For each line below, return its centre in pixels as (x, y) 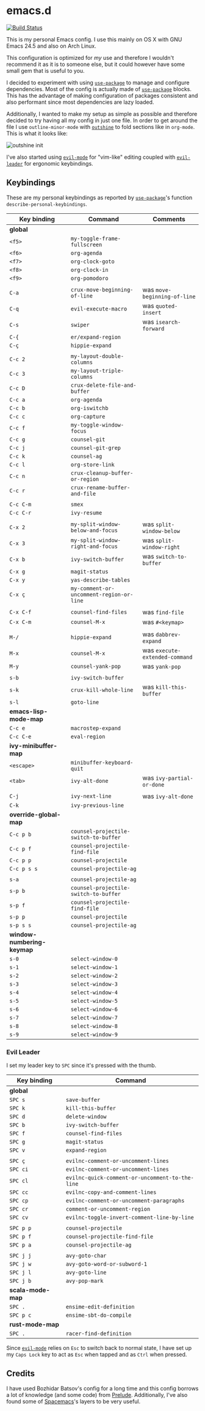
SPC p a (20, 1245)
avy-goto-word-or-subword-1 (106, 1264)
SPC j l (20, 1273)
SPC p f (20, 1237)
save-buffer (83, 1100)
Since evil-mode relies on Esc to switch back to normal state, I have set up (99, 1348)
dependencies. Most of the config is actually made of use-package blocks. (99, 89)
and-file (83, 493)
